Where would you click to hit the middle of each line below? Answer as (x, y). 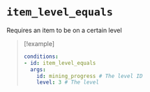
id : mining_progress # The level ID (90, 76)
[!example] (39, 43)
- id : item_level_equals (60, 63)
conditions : (41, 56)
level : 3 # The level (68, 82)
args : (38, 69)
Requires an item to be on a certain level (65, 30)
